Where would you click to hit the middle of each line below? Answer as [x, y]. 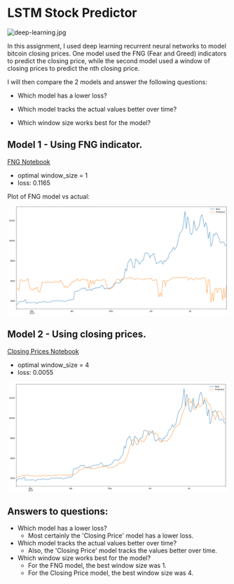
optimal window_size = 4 [53, 365]
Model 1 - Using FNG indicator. [75, 145]
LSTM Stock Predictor [73, 13]
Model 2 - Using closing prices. [77, 334]
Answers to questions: [58, 511]
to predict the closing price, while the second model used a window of [109, 60]
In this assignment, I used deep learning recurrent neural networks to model [117, 46]
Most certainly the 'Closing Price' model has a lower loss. [111, 536]
